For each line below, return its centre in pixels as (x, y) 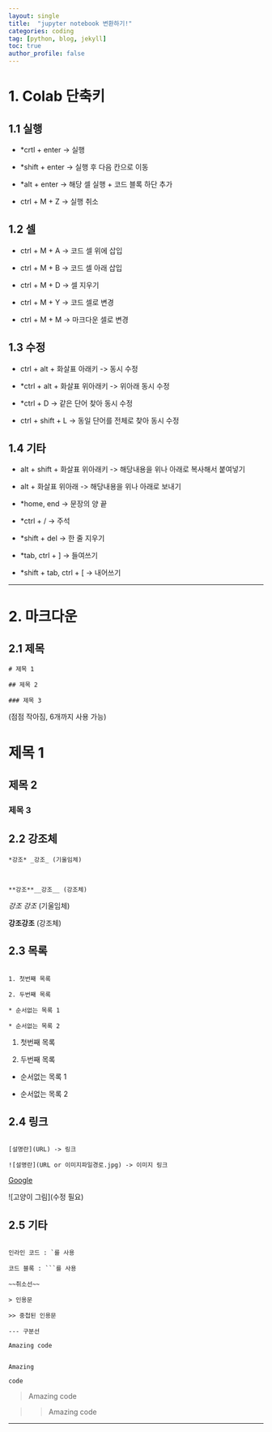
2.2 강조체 (33, 839)
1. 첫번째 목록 (30, 978)
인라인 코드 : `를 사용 (42, 1253)
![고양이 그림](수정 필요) (46, 1197)
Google (21, 1180)
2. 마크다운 (43, 616)
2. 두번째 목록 (30, 995)
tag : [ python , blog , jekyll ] (57, 39)
